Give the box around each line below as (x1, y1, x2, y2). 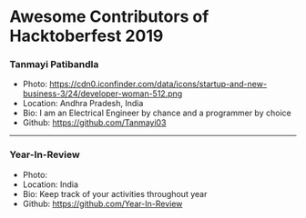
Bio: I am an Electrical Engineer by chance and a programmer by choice (22, 107, 291, 119)
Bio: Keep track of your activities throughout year (22, 188, 208, 199)
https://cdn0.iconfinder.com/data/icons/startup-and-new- (49, 79, 267, 90)
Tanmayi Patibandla (9, 58, 99, 71)
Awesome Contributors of (9, 6, 209, 27)
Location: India (22, 179, 79, 190)
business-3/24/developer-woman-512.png (22, 88, 183, 99)
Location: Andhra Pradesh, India (22, 98, 144, 109)
